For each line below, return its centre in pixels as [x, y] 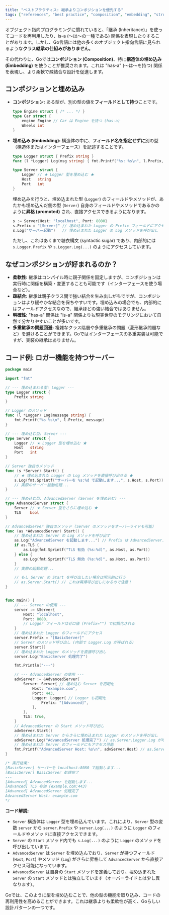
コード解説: [17, 810]
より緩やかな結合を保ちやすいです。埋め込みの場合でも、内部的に [94, 303]
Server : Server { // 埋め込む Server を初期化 [69, 684]
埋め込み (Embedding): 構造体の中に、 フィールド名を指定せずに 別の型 [86, 140]
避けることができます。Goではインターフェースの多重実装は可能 [92, 334]
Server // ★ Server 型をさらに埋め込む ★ [56, 508]
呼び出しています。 [32, 846]
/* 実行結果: [17, 763]
